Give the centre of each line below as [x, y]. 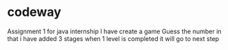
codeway [34, 12]
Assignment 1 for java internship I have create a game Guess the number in [114, 31]
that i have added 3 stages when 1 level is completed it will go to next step [113, 38]
